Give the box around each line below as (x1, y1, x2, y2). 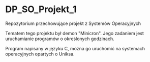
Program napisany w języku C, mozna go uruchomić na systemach (5, 45, 145, 51)
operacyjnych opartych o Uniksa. (5, 51, 75, 57)
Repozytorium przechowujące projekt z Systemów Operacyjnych (5, 20, 141, 26)
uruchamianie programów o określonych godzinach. (5, 36, 114, 42)
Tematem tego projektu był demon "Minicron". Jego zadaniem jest (5, 30, 144, 36)
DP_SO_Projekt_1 (5, 4, 77, 15)
